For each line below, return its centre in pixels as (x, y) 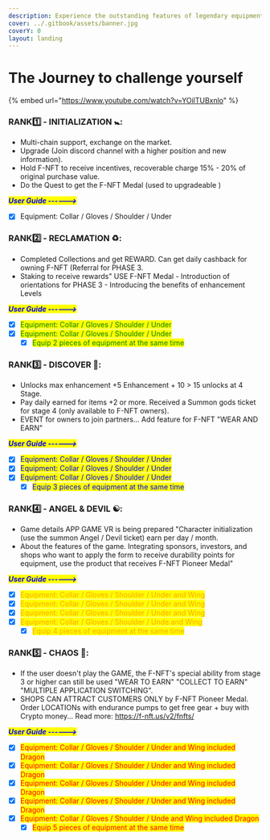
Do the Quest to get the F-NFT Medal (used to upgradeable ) (120, 185)
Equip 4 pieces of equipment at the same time (108, 631)
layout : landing (35, 38)
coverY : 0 (25, 31)
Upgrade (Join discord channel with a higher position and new (123, 151)
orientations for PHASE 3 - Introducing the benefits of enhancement (132, 285)
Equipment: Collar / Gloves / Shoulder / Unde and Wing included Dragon (139, 818)
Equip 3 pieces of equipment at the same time (108, 487)
